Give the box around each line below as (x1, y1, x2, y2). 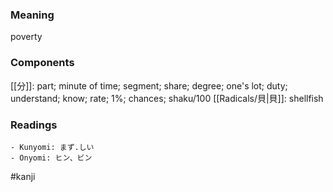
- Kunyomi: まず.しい (10, 142, 95, 152)
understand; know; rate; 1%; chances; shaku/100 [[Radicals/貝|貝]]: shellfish (10, 92, 324, 104)
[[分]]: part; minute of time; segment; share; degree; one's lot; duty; (10, 79, 288, 92)
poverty (10, 31, 43, 43)
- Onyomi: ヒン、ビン (10, 153, 93, 163)
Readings (10, 118, 58, 132)
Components (10, 56, 75, 70)
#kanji (10, 170, 36, 182)
